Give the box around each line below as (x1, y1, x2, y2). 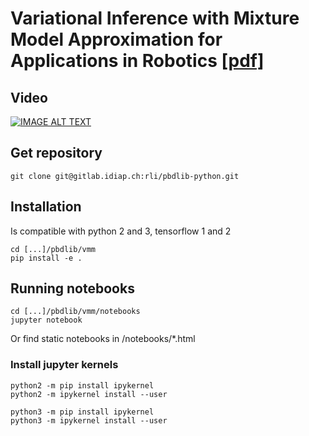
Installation (10, 198, 82, 216)
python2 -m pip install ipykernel (10, 380, 155, 391)
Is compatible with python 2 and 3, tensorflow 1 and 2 (10, 225, 232, 237)
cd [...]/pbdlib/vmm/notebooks (10, 307, 141, 317)
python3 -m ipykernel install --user (10, 415, 168, 426)
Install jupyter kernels (10, 358, 119, 372)
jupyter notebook (10, 315, 83, 326)
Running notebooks (10, 280, 135, 297)
